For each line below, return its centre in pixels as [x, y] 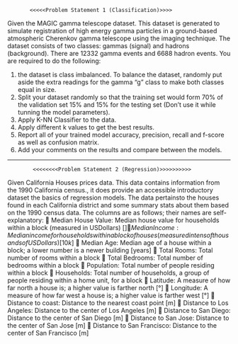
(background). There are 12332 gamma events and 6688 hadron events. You [119, 53]
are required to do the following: [54, 61]
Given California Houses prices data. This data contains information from [114, 183]
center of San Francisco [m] [48, 333]
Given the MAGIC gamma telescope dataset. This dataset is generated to [114, 23]
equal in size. [37, 90]
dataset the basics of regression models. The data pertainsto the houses [113, 197]
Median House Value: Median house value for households [135, 220]
